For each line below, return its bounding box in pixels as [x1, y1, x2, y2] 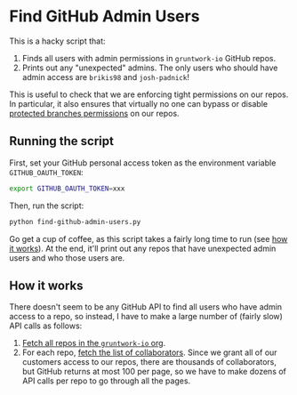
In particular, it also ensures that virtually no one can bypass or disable [9, 98, 269, 109]
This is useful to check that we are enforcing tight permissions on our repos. [9, 89, 289, 100]
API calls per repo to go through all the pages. [21, 375, 191, 386]
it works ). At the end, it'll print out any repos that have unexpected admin [9, 243, 277, 254]
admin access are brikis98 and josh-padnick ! [21, 71, 189, 82]
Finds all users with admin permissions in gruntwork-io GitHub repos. [21, 52, 277, 63]
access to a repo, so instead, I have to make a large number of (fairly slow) [9, 311, 283, 322]
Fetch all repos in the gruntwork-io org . [21, 338, 166, 349]
